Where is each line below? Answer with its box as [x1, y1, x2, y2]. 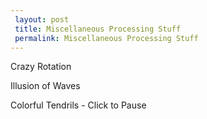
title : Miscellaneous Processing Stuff [14, 24, 182, 34]
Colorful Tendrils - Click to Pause [10, 99, 147, 111]
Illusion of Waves [10, 80, 81, 92]
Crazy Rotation [10, 61, 72, 73]
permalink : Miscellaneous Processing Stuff [14, 33, 199, 43]
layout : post [14, 14, 70, 25]
